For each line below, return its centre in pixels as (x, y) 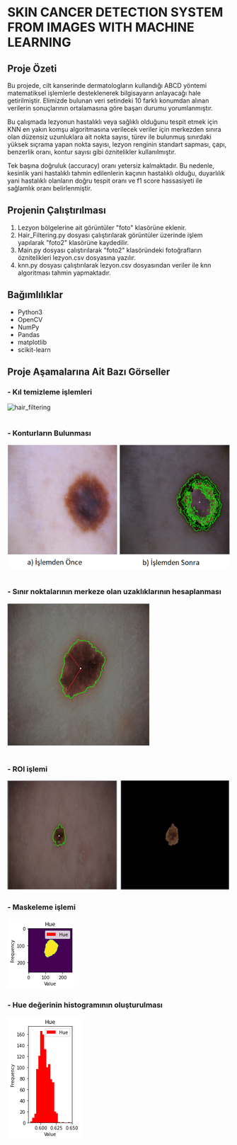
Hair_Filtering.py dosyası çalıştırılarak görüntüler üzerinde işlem (110, 235)
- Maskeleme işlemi (42, 907)
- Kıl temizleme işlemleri (50, 392)
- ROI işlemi (28, 769)
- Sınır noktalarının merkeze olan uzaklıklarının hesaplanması (114, 591)
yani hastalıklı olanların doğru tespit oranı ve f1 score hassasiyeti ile (105, 181)
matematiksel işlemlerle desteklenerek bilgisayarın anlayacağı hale (104, 93)
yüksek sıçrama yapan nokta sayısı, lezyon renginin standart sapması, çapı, (117, 144)
